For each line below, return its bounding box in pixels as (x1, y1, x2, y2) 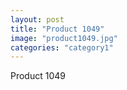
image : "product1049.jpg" (10, 33, 118, 43)
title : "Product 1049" (10, 24, 105, 34)
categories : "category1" (10, 42, 114, 53)
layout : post (10, 14, 65, 25)
